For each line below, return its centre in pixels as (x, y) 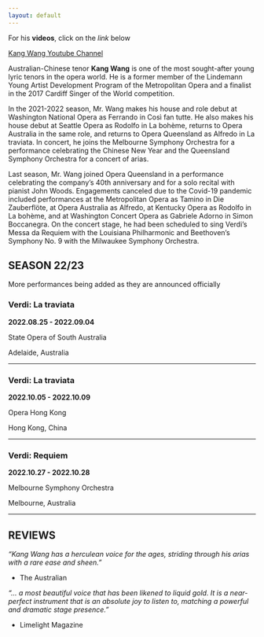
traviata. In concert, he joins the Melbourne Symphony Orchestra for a (122, 142)
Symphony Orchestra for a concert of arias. (79, 159)
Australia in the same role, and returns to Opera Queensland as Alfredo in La (132, 134)
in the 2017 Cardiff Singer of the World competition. (92, 93)
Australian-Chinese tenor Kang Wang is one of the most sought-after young (131, 68)
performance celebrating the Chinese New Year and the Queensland (119, 150)
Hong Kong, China (38, 428)
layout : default (35, 15)
